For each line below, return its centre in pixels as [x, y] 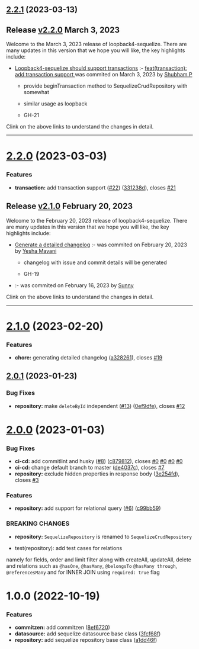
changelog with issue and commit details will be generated [95, 262]
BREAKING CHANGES [38, 523]
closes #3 [27, 480]
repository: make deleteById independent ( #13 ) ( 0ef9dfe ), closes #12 [100, 406]
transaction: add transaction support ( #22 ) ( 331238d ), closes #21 [95, 187]
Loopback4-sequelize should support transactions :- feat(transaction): [101, 68]
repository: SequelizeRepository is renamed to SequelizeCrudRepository [103, 536]
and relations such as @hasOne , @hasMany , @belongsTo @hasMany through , [92, 566]
